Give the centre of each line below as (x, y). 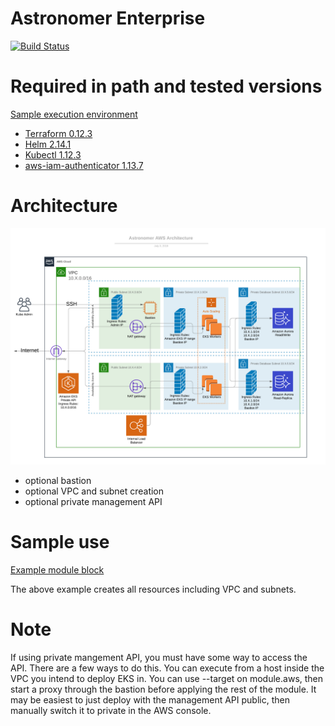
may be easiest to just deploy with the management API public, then (150, 699)
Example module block (57, 569)
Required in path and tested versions (166, 86)
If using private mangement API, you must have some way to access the (159, 657)
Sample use (60, 542)
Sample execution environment (74, 114)
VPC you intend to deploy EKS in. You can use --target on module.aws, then (167, 678)
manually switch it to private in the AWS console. (111, 710)
